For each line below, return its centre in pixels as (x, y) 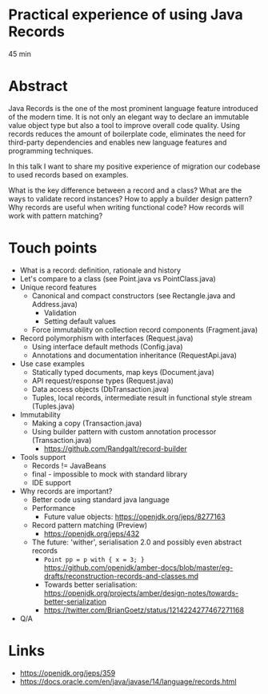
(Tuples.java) (53, 406)
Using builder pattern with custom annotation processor (124, 431)
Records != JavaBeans (69, 465)
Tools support (43, 457)
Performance (54, 508)
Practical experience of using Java (126, 15)
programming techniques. (51, 150)
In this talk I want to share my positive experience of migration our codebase (134, 166)
